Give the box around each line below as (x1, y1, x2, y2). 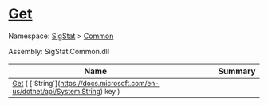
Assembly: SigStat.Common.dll (8, 46, 110, 56)
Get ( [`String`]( (12, 79, 61, 88)
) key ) (100, 87, 120, 96)
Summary (218, 65, 256, 77)
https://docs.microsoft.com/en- (60, 79, 160, 88)
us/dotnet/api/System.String (12, 87, 101, 96)
